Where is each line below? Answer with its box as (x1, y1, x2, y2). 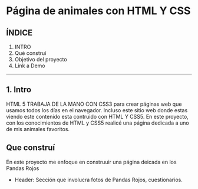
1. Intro (6, 84, 31, 95)
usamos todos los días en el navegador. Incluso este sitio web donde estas (6, 106, 188, 113)
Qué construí (14, 50, 47, 57)
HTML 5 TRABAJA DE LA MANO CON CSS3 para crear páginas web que (6, 100, 182, 107)
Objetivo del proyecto (14, 56, 67, 63)
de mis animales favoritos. (6, 125, 70, 132)
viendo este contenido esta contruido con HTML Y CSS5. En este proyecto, (6, 113, 189, 120)
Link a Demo (14, 62, 45, 69)
